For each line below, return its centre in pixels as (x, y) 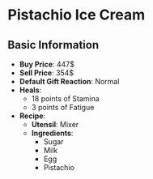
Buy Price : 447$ (47, 64)
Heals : (30, 90)
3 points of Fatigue (63, 107)
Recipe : (32, 116)
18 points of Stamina (66, 98)
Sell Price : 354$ (47, 73)
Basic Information (53, 45)
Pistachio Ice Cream (76, 15)
